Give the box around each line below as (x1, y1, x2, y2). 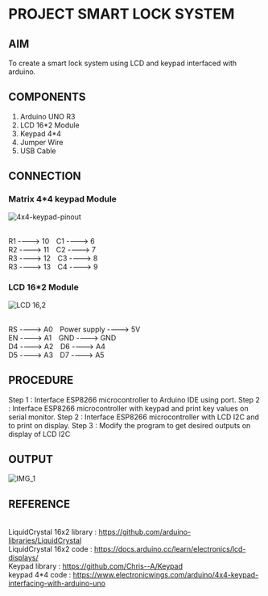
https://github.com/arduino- (98, 527, 192, 537)
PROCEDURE (8, 373, 74, 387)
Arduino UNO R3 (19, 111, 76, 121)
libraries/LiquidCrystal (8, 536, 82, 545)
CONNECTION (8, 169, 82, 183)
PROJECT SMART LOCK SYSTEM (8, 5, 235, 23)
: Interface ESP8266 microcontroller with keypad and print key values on (8, 403, 249, 413)
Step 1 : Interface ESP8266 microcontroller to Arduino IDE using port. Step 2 (8, 394, 260, 404)
